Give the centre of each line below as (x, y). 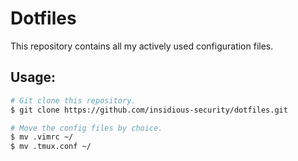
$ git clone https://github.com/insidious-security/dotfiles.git (149, 110)
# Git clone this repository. (73, 100)
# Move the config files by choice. (86, 128)
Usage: (33, 77)
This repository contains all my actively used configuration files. (142, 46)
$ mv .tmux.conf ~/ (51, 147)
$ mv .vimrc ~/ (42, 137)
